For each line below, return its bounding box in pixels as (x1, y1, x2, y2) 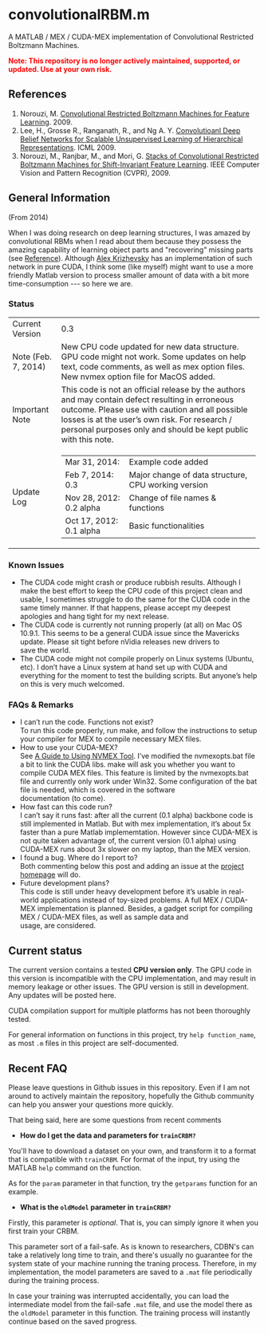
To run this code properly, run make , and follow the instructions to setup (19, 726, 258, 736)
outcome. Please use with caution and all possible (61, 404, 248, 415)
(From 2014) (8, 212, 49, 222)
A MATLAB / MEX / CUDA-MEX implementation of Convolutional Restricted (8, 32, 254, 41)
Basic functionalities (128, 520, 205, 531)
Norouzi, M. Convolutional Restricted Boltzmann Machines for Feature (19, 109, 250, 118)
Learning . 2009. (19, 117, 73, 127)
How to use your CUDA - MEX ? (19, 743, 118, 752)
